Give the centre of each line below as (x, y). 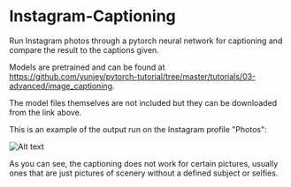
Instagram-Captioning (93, 16)
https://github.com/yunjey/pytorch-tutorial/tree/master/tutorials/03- (133, 76)
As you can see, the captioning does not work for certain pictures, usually (144, 163)
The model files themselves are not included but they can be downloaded (143, 102)
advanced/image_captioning (61, 86)
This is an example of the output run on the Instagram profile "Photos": (138, 129)
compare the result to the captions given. (84, 49)
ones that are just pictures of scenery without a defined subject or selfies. (144, 173)
